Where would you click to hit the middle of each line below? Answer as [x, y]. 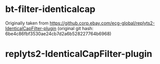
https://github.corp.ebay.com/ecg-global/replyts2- [102, 23]
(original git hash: [76, 28]
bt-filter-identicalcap [50, 9]
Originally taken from [27, 23]
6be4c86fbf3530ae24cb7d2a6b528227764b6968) [58, 33]
